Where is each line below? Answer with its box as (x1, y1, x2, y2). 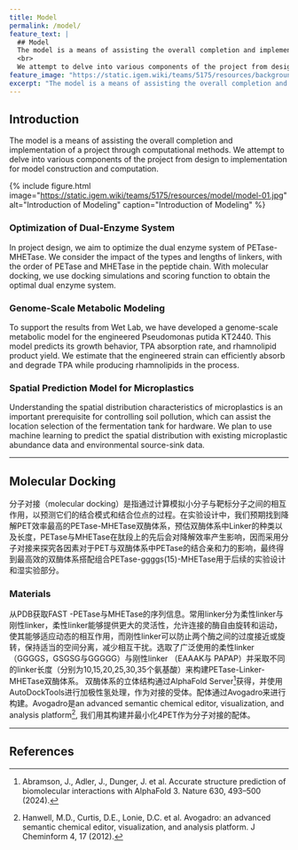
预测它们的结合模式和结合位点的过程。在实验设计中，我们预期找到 (39, 509, 281, 520)
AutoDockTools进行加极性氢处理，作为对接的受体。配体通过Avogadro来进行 (9, 687, 286, 697)
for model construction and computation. (9, 163, 160, 174)
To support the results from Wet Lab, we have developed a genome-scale (9, 322, 278, 333)
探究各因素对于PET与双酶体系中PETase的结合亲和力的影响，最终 (39, 543, 277, 554)
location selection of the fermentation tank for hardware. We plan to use (9, 421, 272, 431)
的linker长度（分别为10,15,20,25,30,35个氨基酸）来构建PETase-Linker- (9, 665, 265, 675)
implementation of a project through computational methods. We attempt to (9, 145, 286, 155)
